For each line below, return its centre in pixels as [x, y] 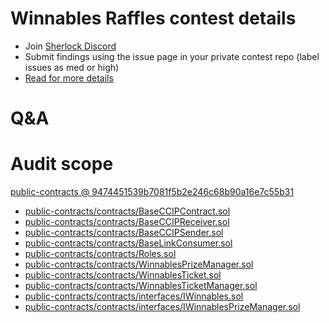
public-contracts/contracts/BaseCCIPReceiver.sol [127, 222]
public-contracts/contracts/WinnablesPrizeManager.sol [139, 264]
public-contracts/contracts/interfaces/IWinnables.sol [134, 296]
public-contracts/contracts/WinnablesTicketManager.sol [141, 286]
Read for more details [69, 78]
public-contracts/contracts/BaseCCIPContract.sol [127, 211]
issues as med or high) [72, 67]
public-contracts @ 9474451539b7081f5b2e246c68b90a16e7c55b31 [152, 192]
